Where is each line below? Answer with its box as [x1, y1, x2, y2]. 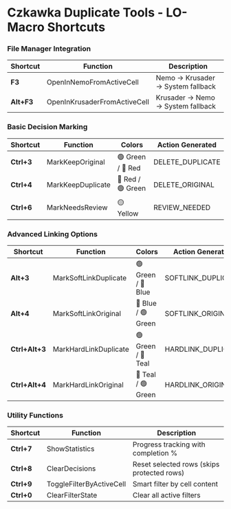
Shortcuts [47, 19, 105, 35]
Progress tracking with [133, 440, 206, 449]
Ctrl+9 [10, 479, 32, 489]
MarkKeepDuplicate [47, 180, 111, 190]
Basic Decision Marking [7, 122, 88, 132]
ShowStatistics [47, 444, 95, 454]
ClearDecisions [47, 464, 96, 473]
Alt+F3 [10, 98, 34, 107]
